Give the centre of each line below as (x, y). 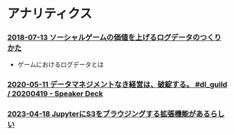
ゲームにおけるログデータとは (60, 65)
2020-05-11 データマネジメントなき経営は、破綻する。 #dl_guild (117, 84)
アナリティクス (50, 14)
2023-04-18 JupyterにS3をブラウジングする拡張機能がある (109, 114)
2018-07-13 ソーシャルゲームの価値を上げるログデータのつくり (114, 37)
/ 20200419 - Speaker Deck (55, 94)
